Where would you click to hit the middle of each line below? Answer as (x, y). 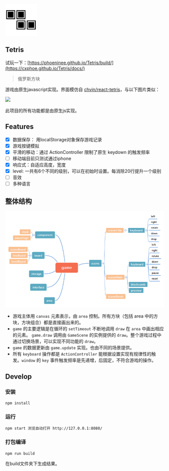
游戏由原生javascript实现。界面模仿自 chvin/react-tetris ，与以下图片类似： (82, 89)
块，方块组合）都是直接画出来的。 (48, 322)
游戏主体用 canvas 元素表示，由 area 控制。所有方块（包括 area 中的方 (85, 316)
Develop (18, 376)
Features (19, 127)
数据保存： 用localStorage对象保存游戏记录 (57, 139)
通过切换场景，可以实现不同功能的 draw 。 (55, 341)
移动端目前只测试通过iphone (42, 158)
